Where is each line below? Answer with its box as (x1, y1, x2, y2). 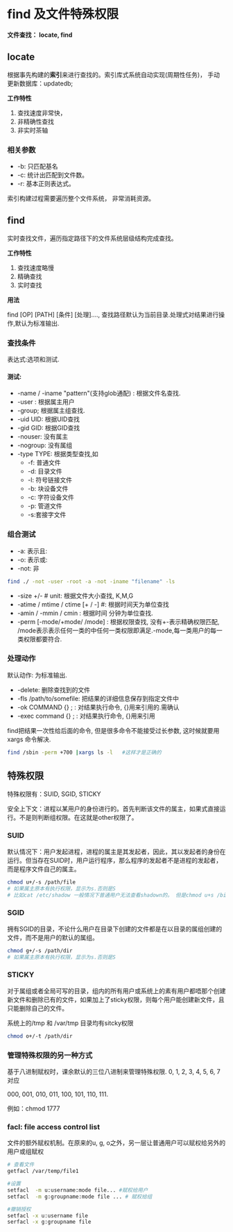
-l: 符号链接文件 (27, 476, 73, 484)
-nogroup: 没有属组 (17, 441, 73, 450)
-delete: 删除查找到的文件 (17, 685, 91, 694)
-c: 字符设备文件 (27, 493, 75, 502)
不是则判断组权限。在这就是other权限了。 (19, 813, 138, 821)
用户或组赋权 (7, 1147, 44, 1156)
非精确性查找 (17, 117, 54, 126)
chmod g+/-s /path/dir (7, 947, 73, 954)
